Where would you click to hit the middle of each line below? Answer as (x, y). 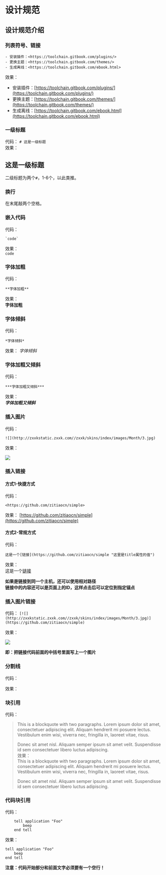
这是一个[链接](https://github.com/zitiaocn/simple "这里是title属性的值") (80, 555)
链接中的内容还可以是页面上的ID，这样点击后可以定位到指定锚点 (70, 588)
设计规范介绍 (25, 30)
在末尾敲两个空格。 (25, 204)
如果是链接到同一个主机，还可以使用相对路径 (51, 581)
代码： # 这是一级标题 (25, 142)
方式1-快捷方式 (20, 484)
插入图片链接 (21, 602)
